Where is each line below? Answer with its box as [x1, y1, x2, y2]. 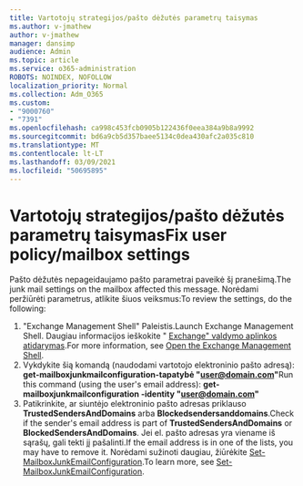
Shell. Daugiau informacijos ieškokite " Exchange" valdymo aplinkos [22, 330, 278, 342]
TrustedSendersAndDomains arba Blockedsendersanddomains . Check [22, 408, 295, 419]
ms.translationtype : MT [9, 140, 100, 150]
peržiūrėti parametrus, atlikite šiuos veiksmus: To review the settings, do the [9, 294, 293, 305]
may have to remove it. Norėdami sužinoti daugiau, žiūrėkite [22, 447, 247, 458]
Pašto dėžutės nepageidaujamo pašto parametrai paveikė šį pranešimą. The [9, 274, 291, 285]
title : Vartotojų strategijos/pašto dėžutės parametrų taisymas [9, 13, 258, 23]
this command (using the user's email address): [22, 379, 202, 390]
